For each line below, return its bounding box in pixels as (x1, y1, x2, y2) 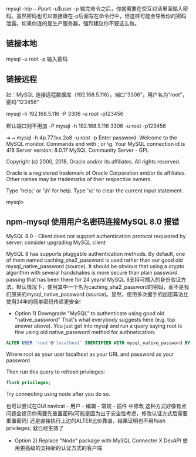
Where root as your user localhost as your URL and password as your (6, 351, 174, 358)
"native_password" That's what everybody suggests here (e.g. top (14, 316, 175, 323)
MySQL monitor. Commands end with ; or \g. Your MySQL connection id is (6, 140, 185, 147)
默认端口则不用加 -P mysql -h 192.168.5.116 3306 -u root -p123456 (6, 122, 166, 129)
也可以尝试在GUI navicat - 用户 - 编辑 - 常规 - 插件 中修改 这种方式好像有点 (6, 402, 187, 410)
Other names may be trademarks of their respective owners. (6, 175, 153, 182)
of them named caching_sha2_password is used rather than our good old (6, 256, 183, 263)
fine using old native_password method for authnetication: (14, 329, 156, 336)
